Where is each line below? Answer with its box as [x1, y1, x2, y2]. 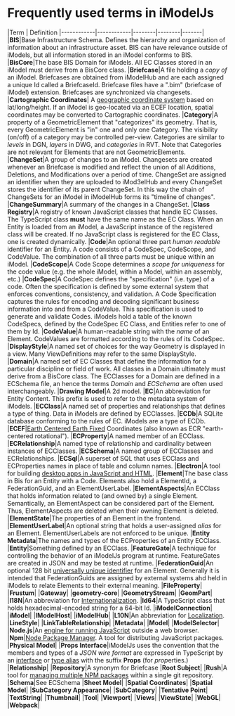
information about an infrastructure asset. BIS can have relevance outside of [7, 43, 228, 51]
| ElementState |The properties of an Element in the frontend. [7, 513, 182, 522]
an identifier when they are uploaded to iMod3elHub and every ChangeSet [7, 177, 222, 186]
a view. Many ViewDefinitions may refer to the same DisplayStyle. [7, 350, 196, 358]
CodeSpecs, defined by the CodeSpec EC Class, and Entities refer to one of [7, 319, 227, 328]
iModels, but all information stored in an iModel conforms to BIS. [7, 51, 193, 59]
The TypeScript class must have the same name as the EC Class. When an [7, 215, 223, 223]
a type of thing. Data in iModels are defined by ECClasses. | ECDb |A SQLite [7, 409, 223, 418]
